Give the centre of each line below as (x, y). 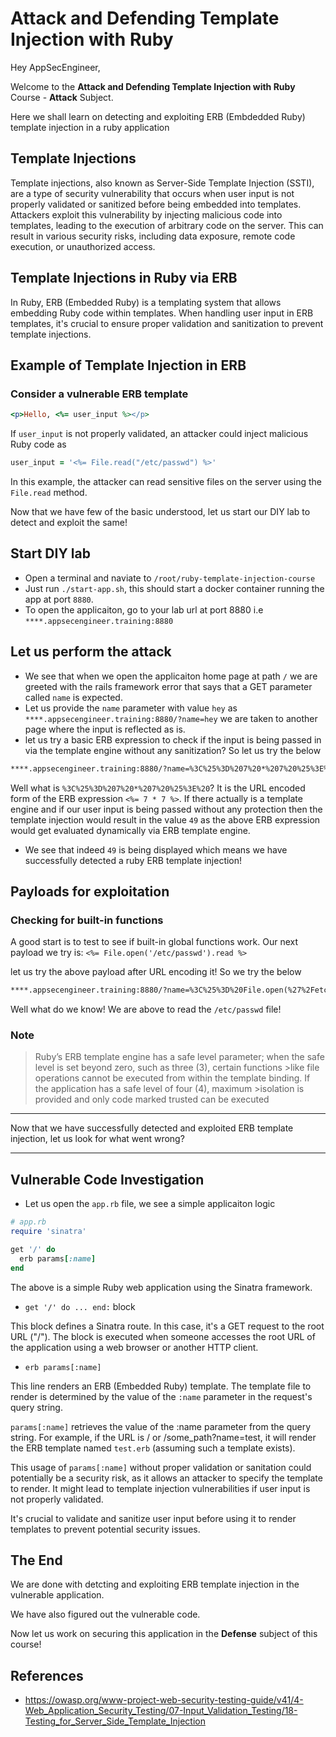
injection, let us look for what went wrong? (97, 1139)
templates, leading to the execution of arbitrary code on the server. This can (167, 225)
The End (36, 1560)
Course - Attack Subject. (62, 97)
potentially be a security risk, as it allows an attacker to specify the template (166, 1478)
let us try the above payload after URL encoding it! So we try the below (156, 972)
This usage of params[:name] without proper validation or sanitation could (161, 1467)
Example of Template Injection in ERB (128, 365)
